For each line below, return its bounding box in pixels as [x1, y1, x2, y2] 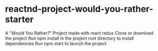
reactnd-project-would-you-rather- [5, 3, 154, 15]
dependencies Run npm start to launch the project [5, 40, 106, 46]
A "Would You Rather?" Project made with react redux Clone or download [5, 30, 154, 36]
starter [5, 14, 34, 25]
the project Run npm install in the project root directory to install [5, 35, 134, 41]
